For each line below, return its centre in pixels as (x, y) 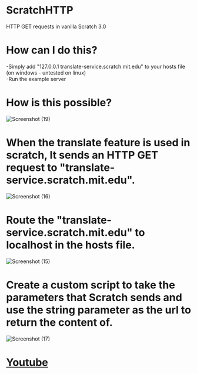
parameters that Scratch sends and (94, 297)
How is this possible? (59, 103)
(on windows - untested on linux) (46, 73)
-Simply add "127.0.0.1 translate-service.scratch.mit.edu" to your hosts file (96, 66)
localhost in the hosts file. (71, 245)
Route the (30, 220)
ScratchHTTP (40, 10)
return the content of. (59, 322)
